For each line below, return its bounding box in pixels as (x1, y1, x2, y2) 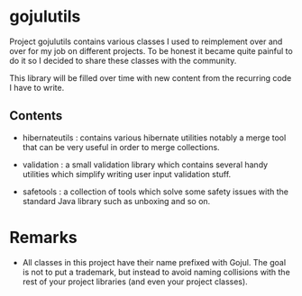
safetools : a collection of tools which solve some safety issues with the (22, 186, 288, 197)
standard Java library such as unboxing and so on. (22, 195, 211, 206)
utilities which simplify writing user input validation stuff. (22, 168, 232, 179)
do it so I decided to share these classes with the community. (9, 55, 237, 66)
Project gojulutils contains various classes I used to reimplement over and (9, 36, 283, 47)
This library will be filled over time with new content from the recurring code (9, 72, 292, 83)
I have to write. (9, 82, 65, 93)
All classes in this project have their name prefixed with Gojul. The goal (22, 256, 287, 267)
